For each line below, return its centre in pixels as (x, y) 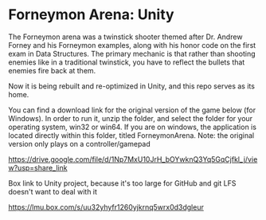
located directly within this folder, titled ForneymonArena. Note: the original (131, 135)
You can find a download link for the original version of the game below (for (132, 110)
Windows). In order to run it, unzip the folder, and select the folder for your (131, 118)
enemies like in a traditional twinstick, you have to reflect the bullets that (127, 62)
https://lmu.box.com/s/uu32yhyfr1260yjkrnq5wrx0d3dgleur (106, 207)
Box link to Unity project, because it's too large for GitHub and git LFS (122, 183)
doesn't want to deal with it (53, 191)
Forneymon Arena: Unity (91, 15)
